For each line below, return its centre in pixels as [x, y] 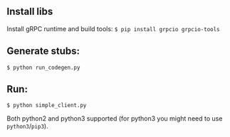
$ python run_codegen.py [43, 67]
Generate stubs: [43, 51]
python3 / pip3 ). [27, 126]
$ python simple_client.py [47, 106]
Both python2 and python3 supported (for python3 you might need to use [115, 119]
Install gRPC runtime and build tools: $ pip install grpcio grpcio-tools [113, 28]
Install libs [30, 12]
